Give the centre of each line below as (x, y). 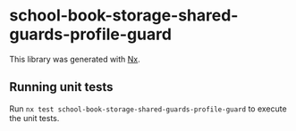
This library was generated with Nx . (75, 59)
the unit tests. (34, 118)
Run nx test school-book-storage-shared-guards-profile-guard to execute (148, 109)
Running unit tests (61, 87)
